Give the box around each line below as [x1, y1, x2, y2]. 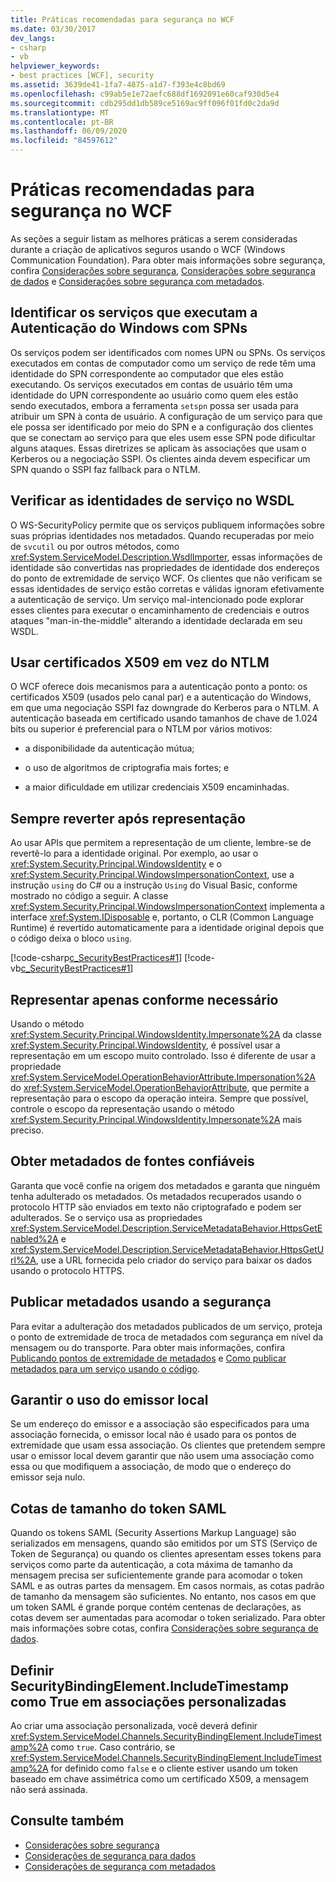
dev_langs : [10, 33, 56, 43]
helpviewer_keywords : [10, 61, 101, 71]
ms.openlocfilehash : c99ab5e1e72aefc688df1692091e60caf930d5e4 [10, 89, 280, 99]
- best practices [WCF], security [10, 71, 155, 81]
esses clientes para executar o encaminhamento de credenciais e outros [10, 604, 310, 616]
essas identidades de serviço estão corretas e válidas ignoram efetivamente [10, 582, 325, 595]
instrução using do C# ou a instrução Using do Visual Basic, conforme [10, 879, 298, 891]
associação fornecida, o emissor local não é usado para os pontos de [10, 1429, 297, 1441]
